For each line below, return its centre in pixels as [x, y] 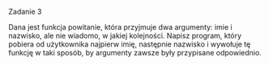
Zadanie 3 [25, 12]
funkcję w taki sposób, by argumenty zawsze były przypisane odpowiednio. [135, 53]
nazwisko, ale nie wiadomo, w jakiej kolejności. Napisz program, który [125, 36]
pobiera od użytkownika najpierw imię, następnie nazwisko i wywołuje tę [130, 44]
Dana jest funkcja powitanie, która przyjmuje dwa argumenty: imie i [120, 27]
